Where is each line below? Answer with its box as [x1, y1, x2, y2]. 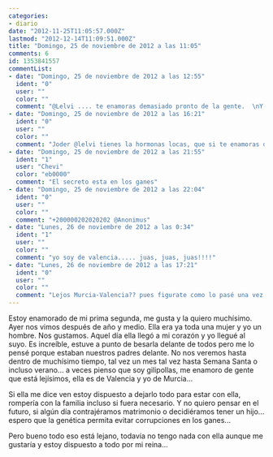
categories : [8, 11, 49, 20]
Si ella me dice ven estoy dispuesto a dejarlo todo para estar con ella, [8, 390, 241, 399]
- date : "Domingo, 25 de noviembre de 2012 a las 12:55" [8, 72, 206, 80]
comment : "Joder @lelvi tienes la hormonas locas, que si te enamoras [15, 140, 260, 149]
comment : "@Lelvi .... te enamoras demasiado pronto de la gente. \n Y [15, 102, 264, 110]
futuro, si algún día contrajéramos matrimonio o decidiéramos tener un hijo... [8, 407, 265, 416]
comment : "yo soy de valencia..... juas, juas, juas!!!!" [15, 253, 217, 261]
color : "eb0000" [15, 170, 71, 179]
